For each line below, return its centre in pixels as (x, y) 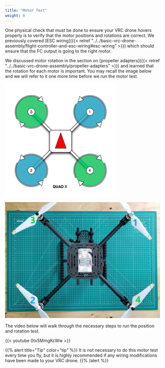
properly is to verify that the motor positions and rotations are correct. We (80, 35)
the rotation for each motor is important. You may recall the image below (78, 71)
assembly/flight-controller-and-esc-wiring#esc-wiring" (61, 46)
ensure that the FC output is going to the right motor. (58, 51)
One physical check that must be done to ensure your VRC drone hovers (78, 30)
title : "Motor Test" (26, 10)
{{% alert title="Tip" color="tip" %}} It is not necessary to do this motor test (82, 350)
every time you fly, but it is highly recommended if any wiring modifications (81, 355)
